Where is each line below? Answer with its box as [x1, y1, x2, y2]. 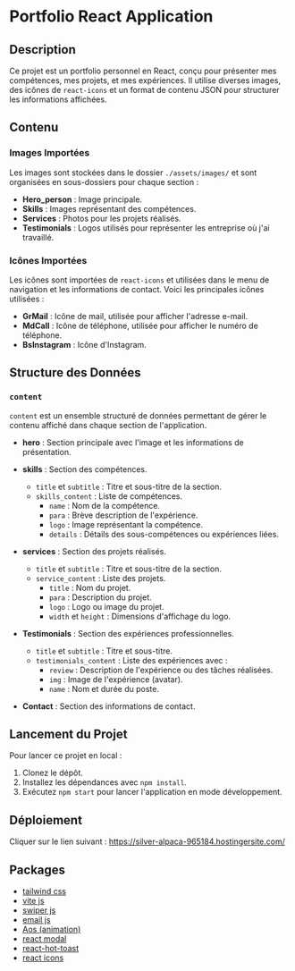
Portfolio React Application [9, 6, 214, 27]
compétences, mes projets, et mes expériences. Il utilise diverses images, [9, 75, 282, 86]
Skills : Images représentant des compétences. [21, 203, 197, 214]
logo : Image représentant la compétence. [48, 519, 204, 529]
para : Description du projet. [48, 592, 152, 603]
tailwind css [21, 886, 67, 897]
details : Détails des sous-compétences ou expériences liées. [48, 528, 280, 539]
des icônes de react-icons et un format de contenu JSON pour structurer [9, 85, 280, 95]
